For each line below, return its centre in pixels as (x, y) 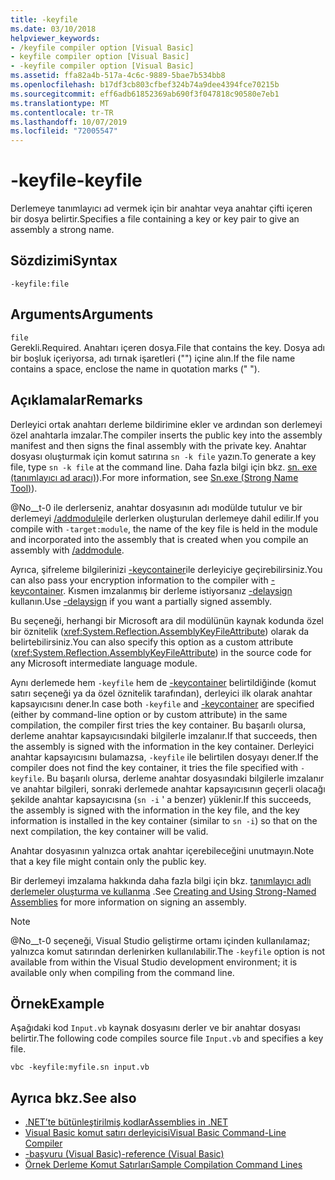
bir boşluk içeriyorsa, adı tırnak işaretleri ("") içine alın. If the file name (153, 358)
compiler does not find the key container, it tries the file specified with (154, 767)
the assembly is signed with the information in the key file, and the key (155, 810)
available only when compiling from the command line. (122, 972)
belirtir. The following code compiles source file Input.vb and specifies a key (167, 1038)
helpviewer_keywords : (55, 38)
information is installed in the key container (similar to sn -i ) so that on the (164, 820)
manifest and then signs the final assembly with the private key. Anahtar (158, 445)
